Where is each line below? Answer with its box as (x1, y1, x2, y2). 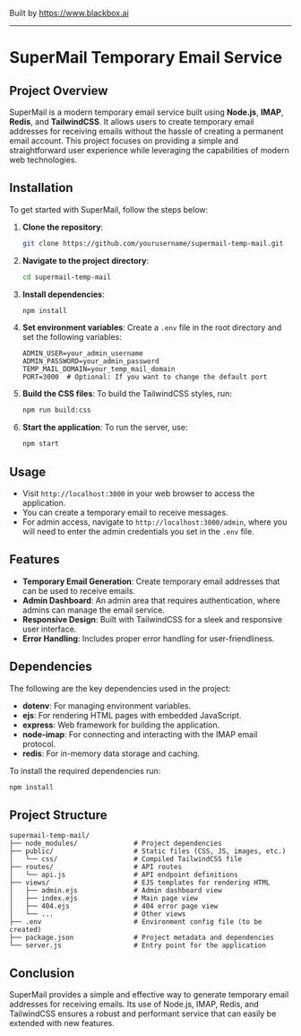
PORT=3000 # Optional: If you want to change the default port (21, 372, 268, 382)
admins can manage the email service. (21, 605, 166, 615)
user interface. (21, 623, 77, 634)
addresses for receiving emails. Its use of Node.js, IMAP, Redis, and (9, 999, 259, 1010)
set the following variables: (21, 332, 123, 343)
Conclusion (9, 965, 75, 980)
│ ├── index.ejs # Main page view (9, 894, 199, 903)
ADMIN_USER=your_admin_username (21, 349, 143, 358)
